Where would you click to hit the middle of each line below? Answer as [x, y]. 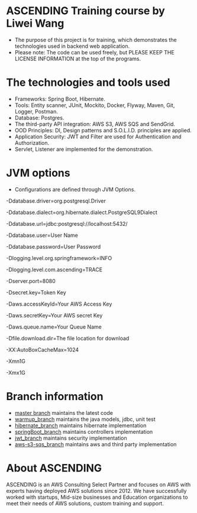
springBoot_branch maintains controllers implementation [84, 431]
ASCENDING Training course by [86, 11]
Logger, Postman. [36, 111]
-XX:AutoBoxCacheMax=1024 [43, 349]
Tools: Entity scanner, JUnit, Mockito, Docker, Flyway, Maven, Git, [95, 105]
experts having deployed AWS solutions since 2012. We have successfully [96, 491]
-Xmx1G [16, 372]
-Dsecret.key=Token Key [36, 292]
